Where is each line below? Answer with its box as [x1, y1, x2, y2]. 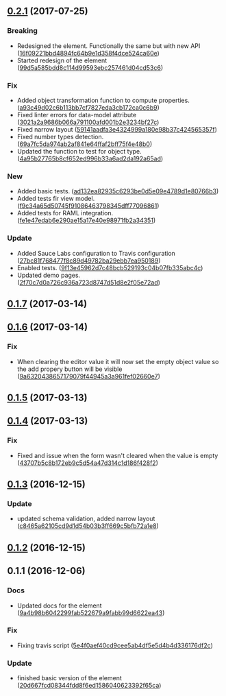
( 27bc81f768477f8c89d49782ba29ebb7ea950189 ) [16, 256, 161, 265]
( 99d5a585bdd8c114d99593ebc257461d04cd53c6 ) [16, 63, 164, 71]
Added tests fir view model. [16, 195, 95, 203]
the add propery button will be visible [16, 365, 123, 373]
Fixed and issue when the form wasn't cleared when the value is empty [16, 451, 218, 459]
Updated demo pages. [16, 271, 81, 279]
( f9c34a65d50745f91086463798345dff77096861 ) [16, 202, 160, 210]
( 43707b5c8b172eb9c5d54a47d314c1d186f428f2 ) [16, 459, 159, 467]
